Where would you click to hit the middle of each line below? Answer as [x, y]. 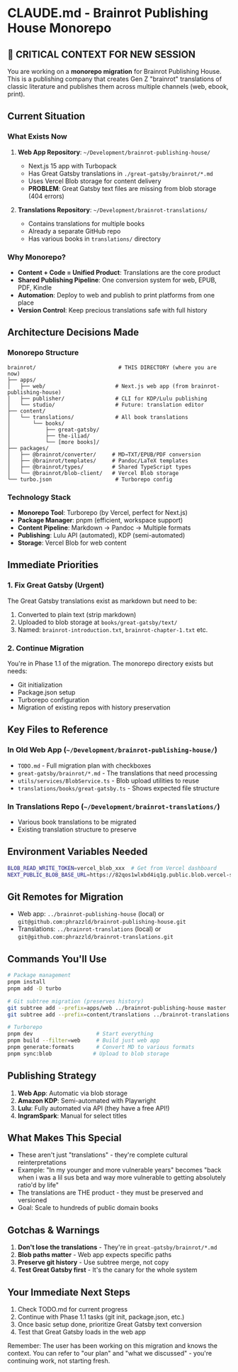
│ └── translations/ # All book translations [98, 417]
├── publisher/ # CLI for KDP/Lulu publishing [114, 398]
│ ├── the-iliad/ [49, 436]
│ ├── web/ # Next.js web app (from [98, 386]
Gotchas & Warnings [53, 1230]
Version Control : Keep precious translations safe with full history [112, 310]
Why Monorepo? [36, 257]
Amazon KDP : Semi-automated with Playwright [87, 1100]
